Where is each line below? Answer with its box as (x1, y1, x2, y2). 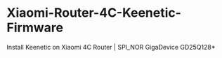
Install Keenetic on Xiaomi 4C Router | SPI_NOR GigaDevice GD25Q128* (6, 43, 216, 51)
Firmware (6, 20, 64, 36)
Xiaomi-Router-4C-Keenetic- (6, 5, 182, 21)
